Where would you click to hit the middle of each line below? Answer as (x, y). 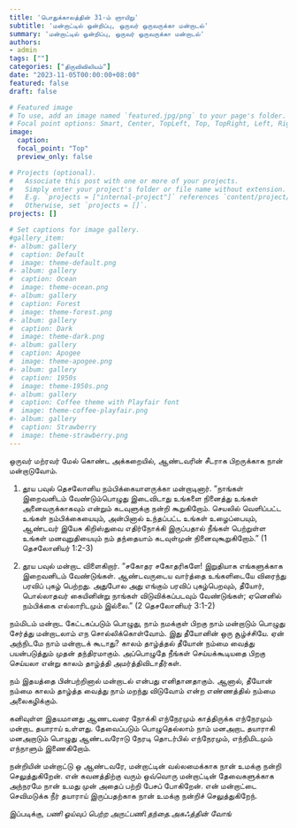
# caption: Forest (45, 303)
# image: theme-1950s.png (59, 386)
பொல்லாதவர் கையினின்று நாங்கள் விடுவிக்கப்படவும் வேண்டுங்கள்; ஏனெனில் (152, 595)
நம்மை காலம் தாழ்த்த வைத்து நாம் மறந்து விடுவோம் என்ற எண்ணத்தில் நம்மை (142, 690)
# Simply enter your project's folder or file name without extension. (148, 189)
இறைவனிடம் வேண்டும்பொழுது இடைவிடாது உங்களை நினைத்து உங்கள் (140, 498)
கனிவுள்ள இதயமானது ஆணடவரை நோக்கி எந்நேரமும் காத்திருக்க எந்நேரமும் (141, 718)
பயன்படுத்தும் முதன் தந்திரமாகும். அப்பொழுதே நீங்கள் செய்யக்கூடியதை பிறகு (137, 653)
